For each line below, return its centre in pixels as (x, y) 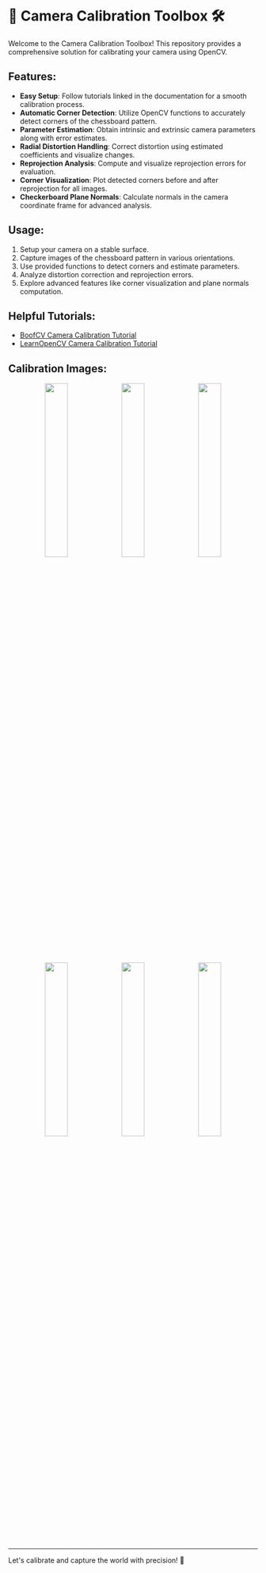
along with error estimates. (63, 138)
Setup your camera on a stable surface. (84, 249)
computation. (41, 291)
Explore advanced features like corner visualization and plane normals (134, 283)
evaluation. (38, 171)
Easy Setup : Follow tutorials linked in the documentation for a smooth (133, 96)
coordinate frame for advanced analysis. (85, 205)
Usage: (27, 230)
